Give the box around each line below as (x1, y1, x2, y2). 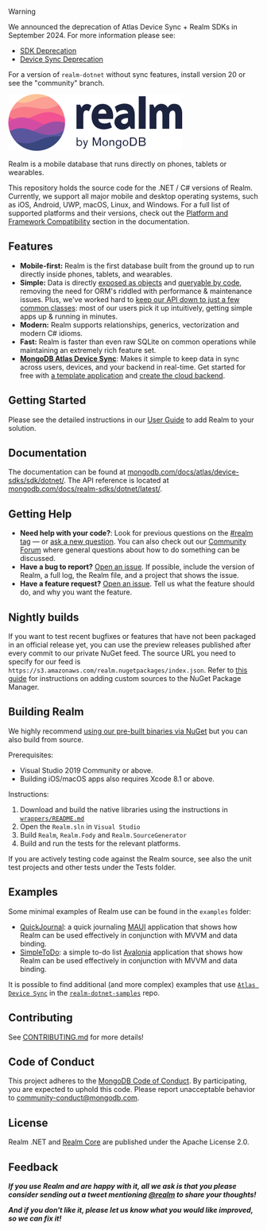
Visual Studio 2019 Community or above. (19, 765, 153, 775)
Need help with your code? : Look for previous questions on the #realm (19, 528, 253, 538)
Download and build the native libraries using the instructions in (19, 804, 228, 814)
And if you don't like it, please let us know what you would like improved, (8, 1205, 253, 1214)
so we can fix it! (8, 1214, 62, 1223)
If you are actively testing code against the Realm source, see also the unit (8, 854, 252, 863)
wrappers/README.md (19, 815, 85, 823)
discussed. (19, 554, 56, 563)
